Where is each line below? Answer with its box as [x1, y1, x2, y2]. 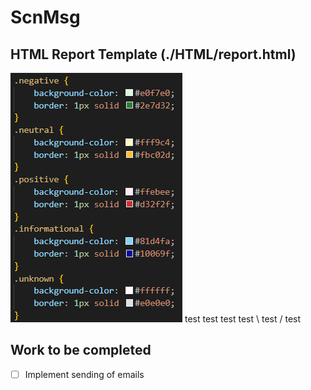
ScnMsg [10, 6, 81, 29]
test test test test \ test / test [184, 313, 302, 325]
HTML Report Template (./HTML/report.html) [10, 46, 297, 63]
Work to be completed [10, 342, 152, 359]
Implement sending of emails [24, 368, 145, 380]
